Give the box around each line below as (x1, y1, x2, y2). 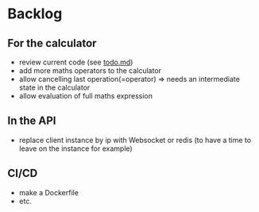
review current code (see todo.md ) (18, 57, 133, 67)
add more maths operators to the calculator (18, 66, 162, 75)
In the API (7, 114, 56, 128)
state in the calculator (18, 83, 91, 92)
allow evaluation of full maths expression (18, 91, 153, 100)
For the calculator (7, 37, 97, 50)
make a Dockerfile (18, 187, 79, 197)
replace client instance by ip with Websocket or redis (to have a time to (18, 135, 252, 145)
